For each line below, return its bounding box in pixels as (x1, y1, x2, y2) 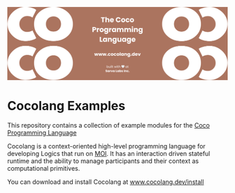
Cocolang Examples (7, 98, 126, 114)
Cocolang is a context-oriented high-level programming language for (7, 141, 206, 150)
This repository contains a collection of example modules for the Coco (7, 121, 210, 129)
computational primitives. (7, 164, 80, 172)
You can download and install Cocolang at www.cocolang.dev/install (7, 178, 204, 186)
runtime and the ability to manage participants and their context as (7, 157, 199, 165)
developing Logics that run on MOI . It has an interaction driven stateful (7, 149, 211, 157)
